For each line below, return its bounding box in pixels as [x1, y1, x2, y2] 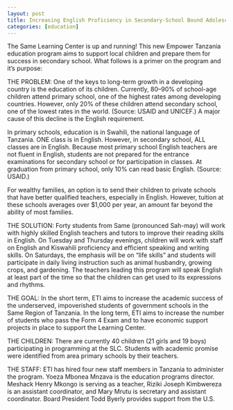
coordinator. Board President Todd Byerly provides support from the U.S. [7, 395, 215, 403]
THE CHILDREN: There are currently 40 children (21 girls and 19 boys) [7, 337, 207, 345]
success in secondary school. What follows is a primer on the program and [7, 57, 221, 65]
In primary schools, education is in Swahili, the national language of [7, 128, 200, 136]
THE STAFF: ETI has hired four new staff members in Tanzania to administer [7, 366, 224, 374]
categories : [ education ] [7, 23, 79, 30]
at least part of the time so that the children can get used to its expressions [7, 273, 222, 281]
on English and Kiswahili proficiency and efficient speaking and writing [7, 244, 209, 252]
